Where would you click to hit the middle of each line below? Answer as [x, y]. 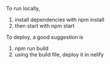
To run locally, [23, 8]
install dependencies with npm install [59, 19]
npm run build [31, 48]
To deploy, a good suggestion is [45, 37]
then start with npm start [44, 26]
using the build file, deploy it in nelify [59, 54]
